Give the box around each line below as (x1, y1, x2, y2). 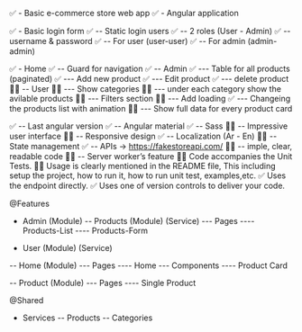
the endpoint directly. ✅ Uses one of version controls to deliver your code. (9, 180, 286, 191)
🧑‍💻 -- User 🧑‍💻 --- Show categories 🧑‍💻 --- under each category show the (9, 84, 282, 94)
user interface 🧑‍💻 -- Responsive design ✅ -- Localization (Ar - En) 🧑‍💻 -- (9, 130, 278, 141)
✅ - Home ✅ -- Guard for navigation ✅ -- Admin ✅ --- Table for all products (9, 63, 290, 74)
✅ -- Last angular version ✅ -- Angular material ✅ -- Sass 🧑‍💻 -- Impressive (9, 121, 288, 131)
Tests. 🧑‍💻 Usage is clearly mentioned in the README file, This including (9, 161, 277, 171)
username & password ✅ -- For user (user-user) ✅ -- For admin (9, 36, 246, 46)
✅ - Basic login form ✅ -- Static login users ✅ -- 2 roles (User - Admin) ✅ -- (9, 26, 291, 36)
